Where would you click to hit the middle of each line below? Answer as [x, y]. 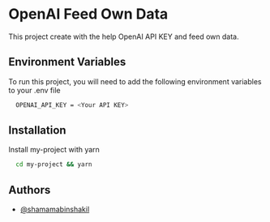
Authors [30, 190]
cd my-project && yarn [54, 164]
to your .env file [34, 90]
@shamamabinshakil [55, 209]
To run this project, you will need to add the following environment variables [135, 81]
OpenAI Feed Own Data [88, 14]
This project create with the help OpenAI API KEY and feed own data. [124, 36]
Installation [37, 130]
